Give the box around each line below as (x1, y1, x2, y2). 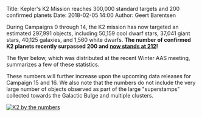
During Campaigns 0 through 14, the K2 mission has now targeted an (6, 24, 179, 30)
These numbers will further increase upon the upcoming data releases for (6, 73, 192, 79)
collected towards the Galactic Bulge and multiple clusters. (6, 92, 154, 99)
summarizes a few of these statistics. (6, 61, 100, 68)
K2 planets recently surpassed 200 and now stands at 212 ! (6, 42, 158, 50)
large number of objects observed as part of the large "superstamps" (6, 85, 180, 93)
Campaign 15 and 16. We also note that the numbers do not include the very (6, 79, 196, 86)
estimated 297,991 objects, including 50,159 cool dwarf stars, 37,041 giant (6, 30, 190, 37)
